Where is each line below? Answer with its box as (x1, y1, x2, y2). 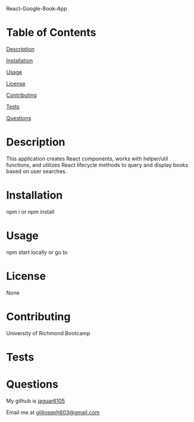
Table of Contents (6, 26, 96, 39)
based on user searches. (6, 168, 67, 175)
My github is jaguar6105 (6, 397, 65, 404)
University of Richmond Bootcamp (6, 329, 90, 336)
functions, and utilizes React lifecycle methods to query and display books (6, 161, 189, 168)
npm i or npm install (6, 208, 55, 215)
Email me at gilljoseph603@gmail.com (6, 408, 100, 415)
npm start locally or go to (6, 248, 68, 256)
